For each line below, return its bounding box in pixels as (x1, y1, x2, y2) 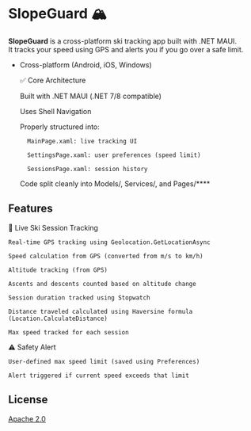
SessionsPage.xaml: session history (27, 165, 148, 173)
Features (8, 202, 53, 215)
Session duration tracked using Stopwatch (8, 293, 150, 302)
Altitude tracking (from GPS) (8, 265, 108, 274)
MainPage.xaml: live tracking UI (27, 137, 138, 145)
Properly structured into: (19, 122, 101, 132)
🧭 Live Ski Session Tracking (8, 223, 99, 232)
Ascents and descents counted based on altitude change (8, 280, 196, 288)
